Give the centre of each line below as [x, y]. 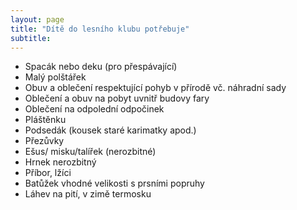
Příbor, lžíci [48, 173]
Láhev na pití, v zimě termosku [88, 194]
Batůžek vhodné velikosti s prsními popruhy [114, 183]
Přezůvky [44, 141]
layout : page [37, 19]
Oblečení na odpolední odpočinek [94, 109]
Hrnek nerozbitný [60, 162]
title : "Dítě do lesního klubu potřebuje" [100, 29]
